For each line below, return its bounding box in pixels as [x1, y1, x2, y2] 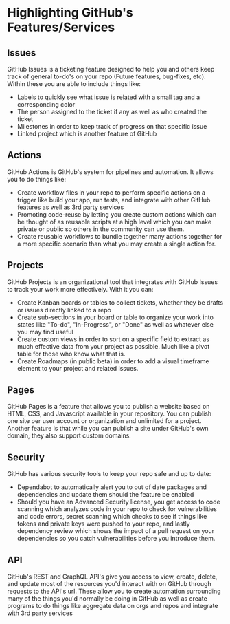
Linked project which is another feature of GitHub [16, 129, 157, 138]
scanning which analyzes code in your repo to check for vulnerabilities [16, 505, 218, 513]
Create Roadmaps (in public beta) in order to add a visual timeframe [16, 356, 209, 365]
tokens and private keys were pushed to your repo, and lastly [16, 519, 190, 528]
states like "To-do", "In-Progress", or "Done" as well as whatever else [16, 320, 214, 328]
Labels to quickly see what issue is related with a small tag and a [16, 93, 200, 101]
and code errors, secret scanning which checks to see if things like [16, 513, 207, 521]
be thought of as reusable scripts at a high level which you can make [16, 217, 211, 226]
